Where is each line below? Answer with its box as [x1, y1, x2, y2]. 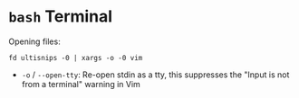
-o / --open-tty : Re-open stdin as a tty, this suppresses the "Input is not [21, 69, 290, 80]
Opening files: [8, 36, 61, 47]
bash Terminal [8, 6, 113, 27]
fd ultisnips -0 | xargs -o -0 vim [8, 53, 143, 62]
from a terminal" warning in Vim [21, 78, 141, 89]
